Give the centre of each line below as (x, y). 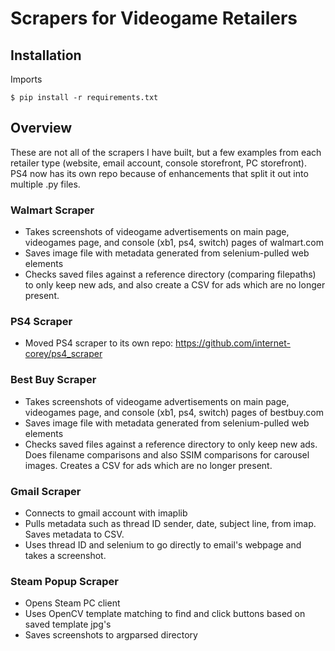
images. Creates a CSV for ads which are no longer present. (148, 465)
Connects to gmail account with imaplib (106, 513)
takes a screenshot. (65, 555)
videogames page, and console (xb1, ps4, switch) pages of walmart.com (174, 243)
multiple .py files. (45, 184)
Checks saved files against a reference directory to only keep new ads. (171, 444)
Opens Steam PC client (72, 603)
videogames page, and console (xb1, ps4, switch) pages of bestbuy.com (174, 412)
